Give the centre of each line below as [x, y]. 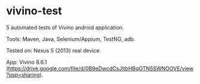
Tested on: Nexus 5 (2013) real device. [54, 50]
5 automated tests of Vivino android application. [65, 27]
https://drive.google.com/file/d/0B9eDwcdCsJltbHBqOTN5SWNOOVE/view [101, 68]
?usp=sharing [23, 74]
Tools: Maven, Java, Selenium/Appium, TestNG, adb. [71, 39]
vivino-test [34, 11]
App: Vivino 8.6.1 [27, 62]
